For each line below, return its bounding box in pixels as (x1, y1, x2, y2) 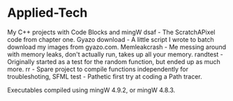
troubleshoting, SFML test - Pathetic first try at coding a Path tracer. (7, 72, 202, 81)
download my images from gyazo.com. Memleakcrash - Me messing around (7, 42, 227, 51)
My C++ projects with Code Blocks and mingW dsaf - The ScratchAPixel (7, 28, 216, 36)
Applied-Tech (7, 5, 88, 21)
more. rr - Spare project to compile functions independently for (7, 65, 188, 73)
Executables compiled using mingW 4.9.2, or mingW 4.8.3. (7, 86, 176, 94)
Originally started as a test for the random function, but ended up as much (7, 57, 221, 65)
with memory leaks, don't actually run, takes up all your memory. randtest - (7, 50, 223, 59)
